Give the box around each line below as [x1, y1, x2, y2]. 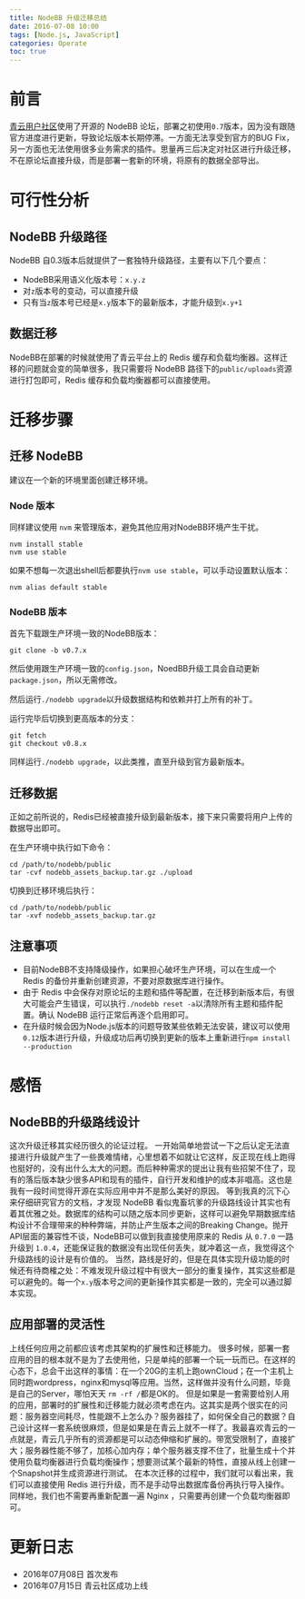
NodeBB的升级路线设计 [9, 1114, 141, 1129]
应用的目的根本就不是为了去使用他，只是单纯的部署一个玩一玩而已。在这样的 [9, 1354, 296, 1365]
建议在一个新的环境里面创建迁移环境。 [9, 474, 152, 485]
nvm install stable [9, 540, 84, 550]
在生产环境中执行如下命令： [9, 842, 113, 853]
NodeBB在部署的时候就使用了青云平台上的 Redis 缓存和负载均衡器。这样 [9, 352, 280, 363]
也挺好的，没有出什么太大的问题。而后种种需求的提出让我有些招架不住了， [9, 1163, 288, 1174]
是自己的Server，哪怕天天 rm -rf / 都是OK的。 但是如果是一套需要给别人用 [9, 1387, 290, 1399]
